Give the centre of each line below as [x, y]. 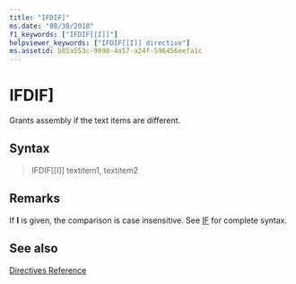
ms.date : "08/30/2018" [52, 26]
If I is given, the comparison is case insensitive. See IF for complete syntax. [148, 220]
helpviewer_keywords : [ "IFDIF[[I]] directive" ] [100, 43]
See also [34, 248]
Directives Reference [48, 270]
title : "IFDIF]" [39, 18]
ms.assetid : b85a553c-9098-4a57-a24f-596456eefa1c [106, 51]
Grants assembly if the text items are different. [95, 120]
